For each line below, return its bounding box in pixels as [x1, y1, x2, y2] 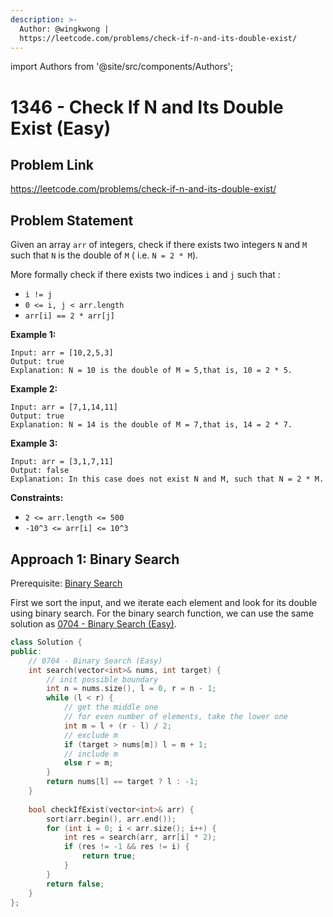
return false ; [46, 879, 105, 889]
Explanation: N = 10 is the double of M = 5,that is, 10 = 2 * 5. [10, 366, 293, 376]
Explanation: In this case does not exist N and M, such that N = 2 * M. [10, 474, 325, 485]
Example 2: [10, 383, 58, 395]
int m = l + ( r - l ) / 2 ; [63, 721, 172, 731]
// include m [63, 749, 118, 759]
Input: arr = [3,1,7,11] [10, 457, 114, 467]
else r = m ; [63, 758, 114, 768]
